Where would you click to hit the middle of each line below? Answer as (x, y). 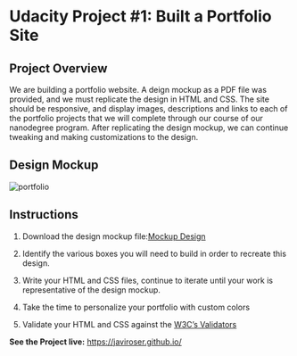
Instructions (44, 215)
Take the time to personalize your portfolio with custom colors (136, 307)
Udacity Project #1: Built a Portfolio (140, 17)
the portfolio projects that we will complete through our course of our (136, 118)
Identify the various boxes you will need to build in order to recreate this (154, 253)
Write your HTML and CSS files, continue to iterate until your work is (148, 280)
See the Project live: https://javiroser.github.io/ (96, 342)
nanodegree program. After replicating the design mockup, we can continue (149, 128)
